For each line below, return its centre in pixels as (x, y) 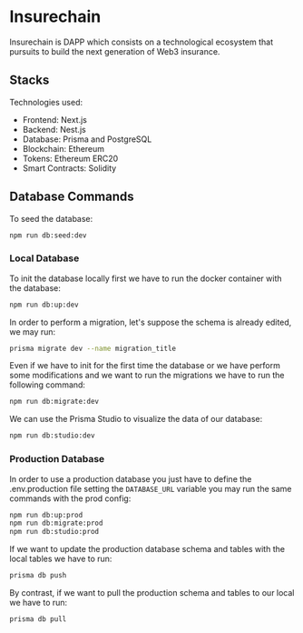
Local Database (44, 258)
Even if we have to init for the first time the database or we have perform (145, 366)
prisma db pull (38, 619)
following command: (48, 385)
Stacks (29, 80)
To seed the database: (51, 218)
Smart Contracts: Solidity (69, 168)
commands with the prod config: (70, 498)
